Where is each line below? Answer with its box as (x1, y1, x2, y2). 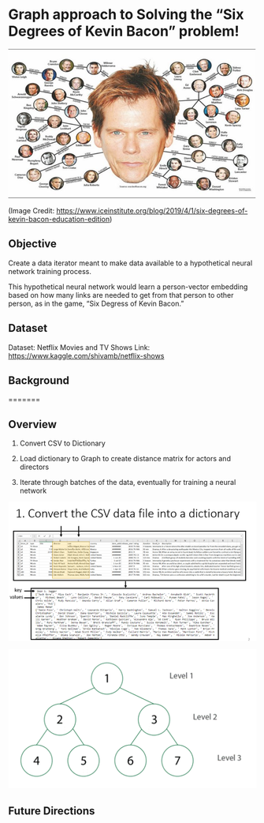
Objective (8, 237, 58, 250)
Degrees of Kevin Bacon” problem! (8, 22, 240, 40)
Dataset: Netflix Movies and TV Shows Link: (8, 342, 151, 352)
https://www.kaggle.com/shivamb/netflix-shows (8, 351, 165, 360)
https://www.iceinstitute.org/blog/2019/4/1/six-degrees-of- (56, 205, 248, 215)
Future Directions (8, 804, 95, 817)
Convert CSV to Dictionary (19, 438, 106, 448)
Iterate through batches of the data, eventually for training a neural (19, 478, 236, 487)
